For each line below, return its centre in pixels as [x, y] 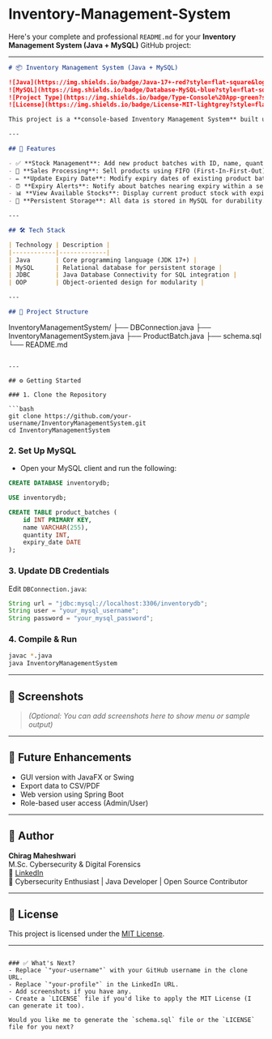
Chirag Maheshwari [42, 855]
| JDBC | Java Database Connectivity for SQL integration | [123, 275]
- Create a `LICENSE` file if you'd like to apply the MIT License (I [130, 999]
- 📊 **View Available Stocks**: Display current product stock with [127, 194]
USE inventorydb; [38, 498]
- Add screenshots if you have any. [70, 992]
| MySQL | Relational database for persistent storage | [115, 267]
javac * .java [30, 656]
